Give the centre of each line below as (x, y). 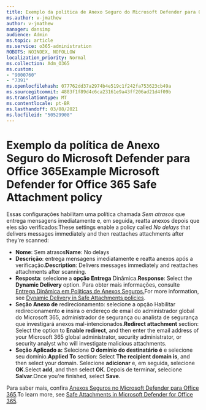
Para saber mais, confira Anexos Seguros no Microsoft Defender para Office (103, 388)
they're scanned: (28, 241)
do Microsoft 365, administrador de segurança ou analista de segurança (106, 317)
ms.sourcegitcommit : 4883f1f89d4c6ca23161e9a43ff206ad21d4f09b (89, 92)
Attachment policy (55, 197)
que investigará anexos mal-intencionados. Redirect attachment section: (107, 324)
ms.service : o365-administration (49, 47)
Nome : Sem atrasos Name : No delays (62, 252)
